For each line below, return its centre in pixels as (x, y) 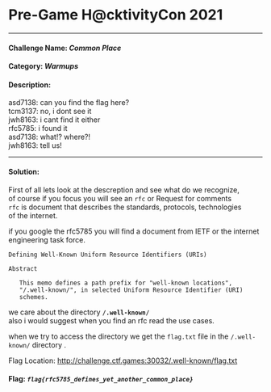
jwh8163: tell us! (35, 145)
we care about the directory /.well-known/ (79, 312)
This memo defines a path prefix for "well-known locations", (125, 283)
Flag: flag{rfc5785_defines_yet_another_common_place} (101, 379)
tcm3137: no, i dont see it (50, 112)
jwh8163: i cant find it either (54, 120)
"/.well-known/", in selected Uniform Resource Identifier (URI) (131, 290)
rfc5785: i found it (38, 129)
